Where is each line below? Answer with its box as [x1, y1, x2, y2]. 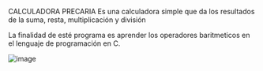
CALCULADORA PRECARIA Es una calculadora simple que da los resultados [8, 7, 255, 16]
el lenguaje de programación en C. [8, 39, 121, 48]
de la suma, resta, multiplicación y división [8, 15, 146, 24]
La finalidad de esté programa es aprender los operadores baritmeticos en [8, 31, 250, 39]
